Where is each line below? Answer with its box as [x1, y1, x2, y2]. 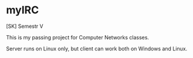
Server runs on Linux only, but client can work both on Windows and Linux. [6, 45, 188, 52]
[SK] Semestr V [6, 23, 43, 30]
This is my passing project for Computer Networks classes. [6, 34, 150, 41]
